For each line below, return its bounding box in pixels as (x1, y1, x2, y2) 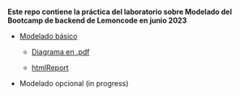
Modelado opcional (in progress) (19, 79, 129, 88)
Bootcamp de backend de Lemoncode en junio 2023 (7, 15, 187, 25)
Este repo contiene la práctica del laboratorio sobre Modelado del (7, 7, 233, 16)
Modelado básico (19, 32, 78, 41)
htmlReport (31, 63, 70, 72)
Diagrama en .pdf (31, 47, 90, 56)
